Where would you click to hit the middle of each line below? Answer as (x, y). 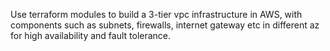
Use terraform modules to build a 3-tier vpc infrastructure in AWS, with (156, 14)
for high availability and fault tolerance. (91, 35)
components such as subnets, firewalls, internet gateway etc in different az (165, 25)
